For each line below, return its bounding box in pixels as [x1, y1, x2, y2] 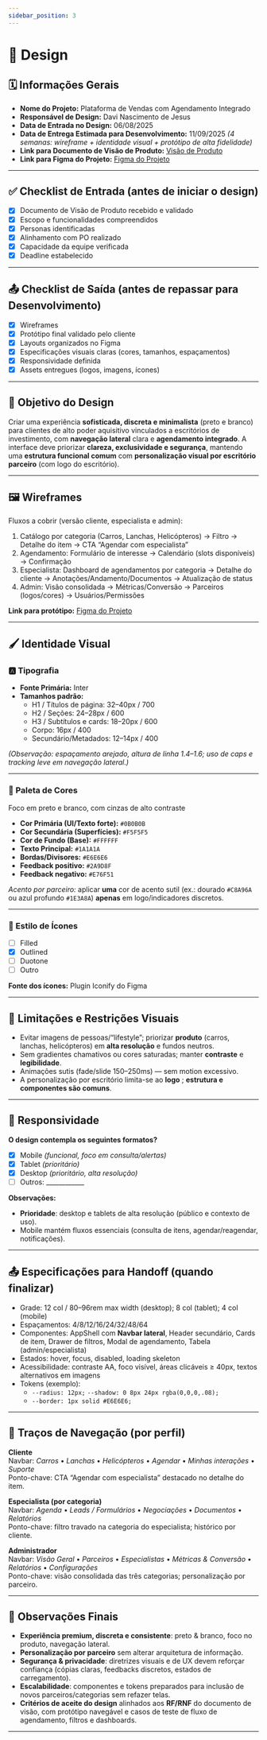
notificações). [19, 1234, 66, 1244]
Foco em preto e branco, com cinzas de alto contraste [8, 803, 186, 812]
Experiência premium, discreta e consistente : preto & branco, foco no [19, 1631, 253, 1641]
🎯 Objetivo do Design [8, 396, 114, 409]
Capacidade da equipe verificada [19, 242, 129, 251]
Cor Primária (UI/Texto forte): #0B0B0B [19, 818, 145, 827]
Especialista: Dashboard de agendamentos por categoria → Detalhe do [19, 565, 253, 575]
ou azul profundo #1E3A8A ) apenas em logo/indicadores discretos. [8, 893, 224, 902]
